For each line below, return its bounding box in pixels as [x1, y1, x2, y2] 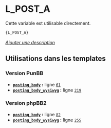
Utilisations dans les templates [5, 54, 106, 63]
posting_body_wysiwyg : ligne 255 [12, 117, 82, 123]
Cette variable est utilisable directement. [5, 20, 91, 26]
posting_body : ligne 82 [12, 111, 61, 117]
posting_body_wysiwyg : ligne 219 [12, 87, 82, 93]
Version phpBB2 [5, 100, 47, 107]
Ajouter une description [5, 39, 55, 45]
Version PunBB [5, 70, 44, 77]
